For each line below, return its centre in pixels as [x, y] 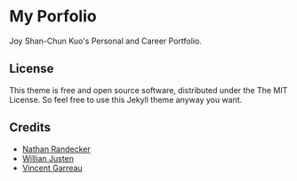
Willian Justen [48, 158]
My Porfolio [53, 16]
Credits [30, 127]
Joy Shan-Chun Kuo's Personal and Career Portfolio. [105, 41]
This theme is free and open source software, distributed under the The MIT [148, 90]
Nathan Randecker [56, 149]
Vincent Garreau [52, 168]
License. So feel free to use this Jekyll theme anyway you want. [126, 99]
